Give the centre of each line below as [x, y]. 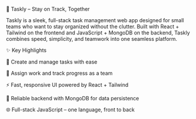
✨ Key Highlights [26, 50]
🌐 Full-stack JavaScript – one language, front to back [71, 110]
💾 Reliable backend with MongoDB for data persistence [73, 98]
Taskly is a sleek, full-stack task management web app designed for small [95, 20]
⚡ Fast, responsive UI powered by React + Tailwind [67, 85]
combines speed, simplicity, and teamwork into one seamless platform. [92, 39]
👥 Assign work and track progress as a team [59, 73]
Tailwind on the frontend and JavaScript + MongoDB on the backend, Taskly [98, 33]
